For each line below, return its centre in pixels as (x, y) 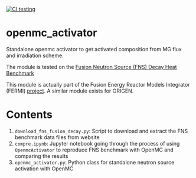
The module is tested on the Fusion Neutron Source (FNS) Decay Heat (92, 67)
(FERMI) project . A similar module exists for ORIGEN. (70, 91)
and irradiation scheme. (35, 55)
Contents (30, 115)
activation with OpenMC (44, 169)
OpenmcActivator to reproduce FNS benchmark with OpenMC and (94, 150)
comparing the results (41, 156)
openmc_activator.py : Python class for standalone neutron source (94, 162)
